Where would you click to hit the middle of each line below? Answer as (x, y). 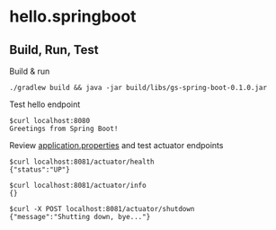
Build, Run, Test (54, 50)
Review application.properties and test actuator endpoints (116, 145)
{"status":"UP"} (40, 170)
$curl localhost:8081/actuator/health (82, 162)
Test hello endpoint (45, 104)
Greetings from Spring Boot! (64, 128)
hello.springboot (73, 17)
